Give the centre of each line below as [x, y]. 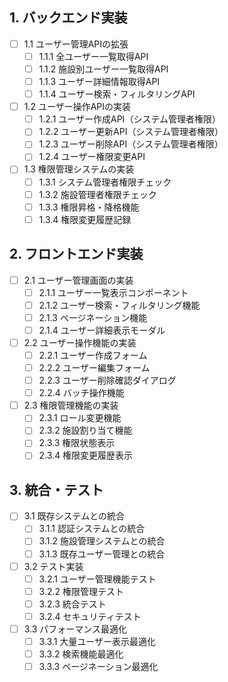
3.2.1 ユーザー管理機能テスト [97, 579]
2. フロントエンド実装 [76, 254]
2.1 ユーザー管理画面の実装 [78, 280]
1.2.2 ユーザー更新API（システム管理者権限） [131, 132]
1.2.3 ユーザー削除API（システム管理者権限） [131, 144]
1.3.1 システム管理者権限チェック [105, 182]
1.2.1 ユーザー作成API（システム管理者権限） [129, 119]
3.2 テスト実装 [53, 566]
